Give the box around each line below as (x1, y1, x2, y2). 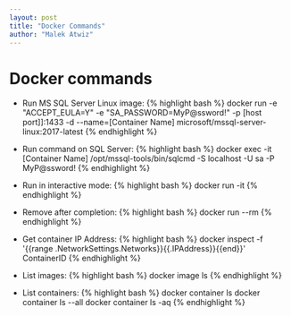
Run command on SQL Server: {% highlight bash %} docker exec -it (21, 144, 272, 155)
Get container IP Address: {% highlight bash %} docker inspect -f (21, 234, 263, 244)
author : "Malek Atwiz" (9, 30, 94, 38)
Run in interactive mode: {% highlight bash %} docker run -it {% (21, 180, 259, 191)
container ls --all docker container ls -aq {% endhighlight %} (21, 297, 245, 308)
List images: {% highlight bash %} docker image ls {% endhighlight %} (21, 270, 283, 281)
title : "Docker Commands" (9, 21, 105, 30)
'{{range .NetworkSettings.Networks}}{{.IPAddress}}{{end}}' (21, 243, 246, 254)
